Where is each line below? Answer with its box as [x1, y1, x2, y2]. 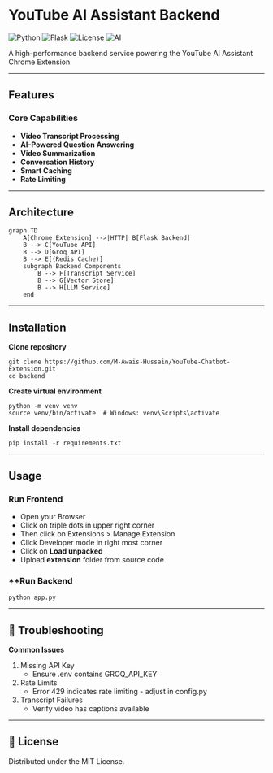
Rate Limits [19, 678, 58, 688]
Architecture [8, 206, 75, 219]
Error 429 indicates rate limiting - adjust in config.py [32, 687, 207, 697]
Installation [8, 320, 67, 334]
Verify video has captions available [32, 704, 149, 714]
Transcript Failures [19, 695, 84, 705]
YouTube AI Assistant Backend [8, 6, 220, 24]
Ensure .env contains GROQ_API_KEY [32, 669, 158, 680]
